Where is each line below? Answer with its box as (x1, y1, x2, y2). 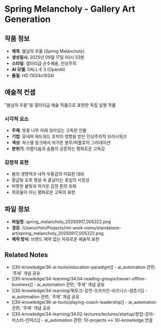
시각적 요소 (4, 116, 29, 122)
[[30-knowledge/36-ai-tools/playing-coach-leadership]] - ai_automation (11, 299, 157, 305)
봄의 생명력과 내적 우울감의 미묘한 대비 (11, 171, 84, 177)
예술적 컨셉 (4, 88, 36, 96)
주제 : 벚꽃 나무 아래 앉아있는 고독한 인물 (11, 128, 87, 134)
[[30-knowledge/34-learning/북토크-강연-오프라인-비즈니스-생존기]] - (11, 288, 147, 293)
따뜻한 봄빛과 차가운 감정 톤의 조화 (11, 183, 77, 189)
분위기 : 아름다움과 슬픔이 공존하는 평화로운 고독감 (11, 146, 105, 152)
